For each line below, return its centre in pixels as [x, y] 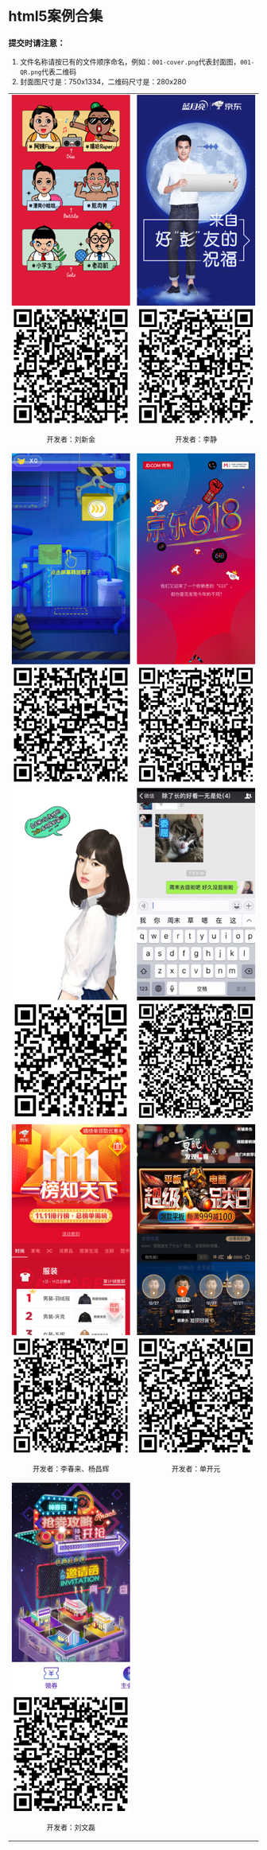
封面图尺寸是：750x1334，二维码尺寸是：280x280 [103, 82]
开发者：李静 [196, 439]
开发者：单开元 [196, 1468]
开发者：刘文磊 [71, 1827]
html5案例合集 [56, 16]
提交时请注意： [37, 43]
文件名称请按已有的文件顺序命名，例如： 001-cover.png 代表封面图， [130, 62]
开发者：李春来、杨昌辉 [71, 1468]
